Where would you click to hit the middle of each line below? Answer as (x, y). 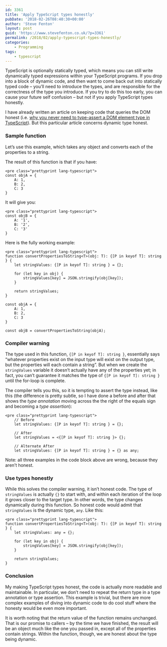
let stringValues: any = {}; (44, 533)
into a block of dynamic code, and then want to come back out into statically (83, 81)
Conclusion (19, 576)
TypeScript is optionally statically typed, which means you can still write (79, 71)
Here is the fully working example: (40, 242)
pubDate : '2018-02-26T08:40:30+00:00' (45, 19)
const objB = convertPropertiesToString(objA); (56, 331)
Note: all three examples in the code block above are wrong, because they (82, 460)
